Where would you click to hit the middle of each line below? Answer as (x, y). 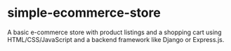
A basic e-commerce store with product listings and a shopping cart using (115, 32)
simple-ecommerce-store (84, 13)
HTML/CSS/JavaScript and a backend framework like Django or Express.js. (116, 39)
